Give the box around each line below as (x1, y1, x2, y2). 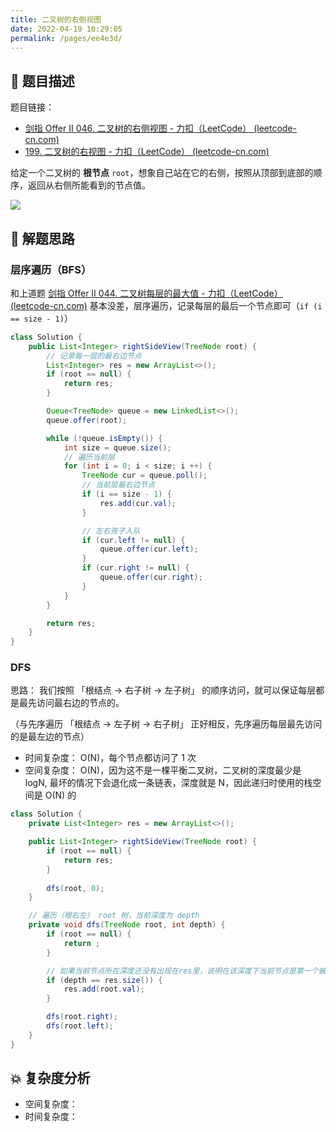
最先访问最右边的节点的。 (18, 697, 125, 709)
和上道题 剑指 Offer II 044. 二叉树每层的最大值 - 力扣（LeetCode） (10, 287, 283, 299)
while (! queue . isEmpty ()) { (46, 433, 163, 443)
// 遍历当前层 (63, 452, 115, 462)
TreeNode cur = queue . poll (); (81, 471, 208, 481)
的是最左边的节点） (10, 731, 90, 743)
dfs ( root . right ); (46, 1012, 118, 1022)
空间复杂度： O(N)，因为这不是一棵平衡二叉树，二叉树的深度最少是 (24, 764, 302, 776)
